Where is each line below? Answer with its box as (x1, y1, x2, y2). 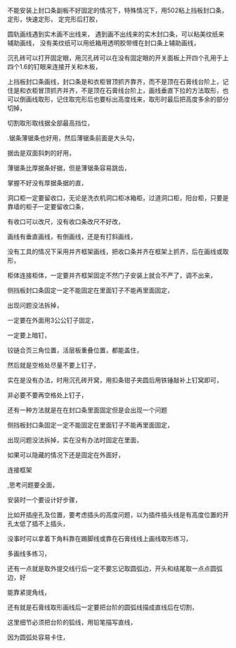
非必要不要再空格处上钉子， (7, 391, 88, 399)
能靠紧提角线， (7, 588, 51, 597)
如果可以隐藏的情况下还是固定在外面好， (7, 451, 124, 459)
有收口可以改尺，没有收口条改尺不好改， (7, 218, 124, 225)
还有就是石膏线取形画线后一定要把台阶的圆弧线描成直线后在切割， (7, 603, 198, 611)
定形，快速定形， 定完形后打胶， (7, 15, 102, 23)
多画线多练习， (7, 549, 51, 558)
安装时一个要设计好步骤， (7, 496, 81, 504)
